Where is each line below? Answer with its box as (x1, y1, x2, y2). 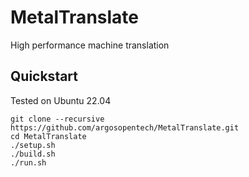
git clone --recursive (10, 114, 105, 124)
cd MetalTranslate (10, 131, 87, 141)
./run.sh (10, 157, 47, 168)
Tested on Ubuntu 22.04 (10, 94, 112, 106)
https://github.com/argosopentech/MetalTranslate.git (10, 122, 240, 133)
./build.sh (10, 149, 56, 159)
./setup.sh (10, 140, 56, 150)
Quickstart (10, 68, 79, 85)
